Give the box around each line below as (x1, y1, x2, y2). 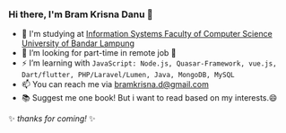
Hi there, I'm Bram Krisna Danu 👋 (8, 8, 153, 21)
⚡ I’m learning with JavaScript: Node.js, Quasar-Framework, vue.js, (21, 58, 277, 68)
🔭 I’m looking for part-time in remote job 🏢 (21, 48, 177, 58)
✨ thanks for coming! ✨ (8, 113, 96, 124)
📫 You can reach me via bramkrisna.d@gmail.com (21, 79, 210, 90)
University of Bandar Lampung (21, 38, 135, 49)
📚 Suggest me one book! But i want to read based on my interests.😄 (21, 93, 278, 103)
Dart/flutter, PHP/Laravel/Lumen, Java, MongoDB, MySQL (21, 71, 235, 80)
